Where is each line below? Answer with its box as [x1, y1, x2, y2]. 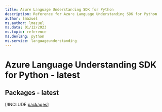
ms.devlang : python [5, 34, 45, 39]
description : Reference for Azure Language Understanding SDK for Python [5, 12, 158, 16]
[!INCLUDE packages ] [5, 101, 49, 107]
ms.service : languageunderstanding [5, 39, 77, 43]
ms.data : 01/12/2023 [5, 25, 47, 30]
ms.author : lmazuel [5, 20, 45, 26]
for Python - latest [5, 70, 80, 80]
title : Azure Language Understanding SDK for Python [5, 7, 114, 12]
